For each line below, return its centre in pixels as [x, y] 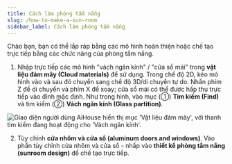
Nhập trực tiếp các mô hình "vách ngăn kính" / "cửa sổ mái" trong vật [116, 67]
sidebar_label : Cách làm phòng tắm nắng [66, 26]
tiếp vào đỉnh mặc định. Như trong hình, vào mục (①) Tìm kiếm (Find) [118, 97]
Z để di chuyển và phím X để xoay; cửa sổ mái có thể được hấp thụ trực [119, 89]
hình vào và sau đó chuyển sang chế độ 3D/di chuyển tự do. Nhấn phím [119, 82]
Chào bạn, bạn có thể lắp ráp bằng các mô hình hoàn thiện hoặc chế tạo [110, 47]
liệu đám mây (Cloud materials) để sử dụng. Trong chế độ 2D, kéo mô [118, 74]
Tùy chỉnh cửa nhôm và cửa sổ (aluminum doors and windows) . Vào [116, 138]
